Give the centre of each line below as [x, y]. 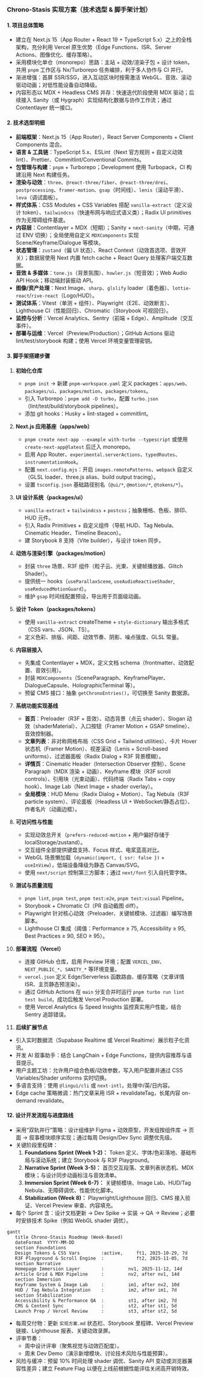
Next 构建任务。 [53, 175]
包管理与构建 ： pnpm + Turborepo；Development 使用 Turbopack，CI [100, 167]
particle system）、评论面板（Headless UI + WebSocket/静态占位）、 [109, 801]
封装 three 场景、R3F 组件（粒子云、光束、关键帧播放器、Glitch [104, 566]
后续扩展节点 [31, 1027]
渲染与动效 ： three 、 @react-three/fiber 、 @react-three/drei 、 [93, 182]
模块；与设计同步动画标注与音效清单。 [72, 1175]
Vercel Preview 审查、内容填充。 [76, 1205]
